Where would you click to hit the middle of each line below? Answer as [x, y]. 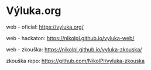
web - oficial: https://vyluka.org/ [45, 27]
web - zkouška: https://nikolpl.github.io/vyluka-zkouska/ [74, 49]
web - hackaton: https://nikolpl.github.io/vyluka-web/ [70, 38]
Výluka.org [34, 11]
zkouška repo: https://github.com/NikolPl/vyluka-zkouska [75, 61]
